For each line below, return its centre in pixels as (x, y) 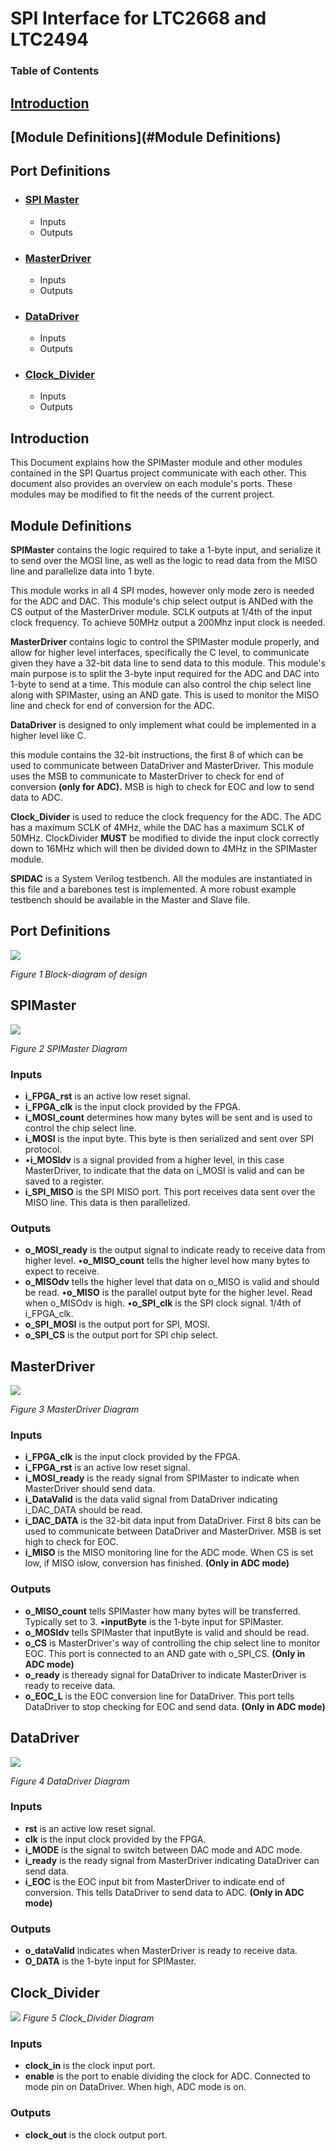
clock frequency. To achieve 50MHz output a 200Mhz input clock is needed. (168, 623)
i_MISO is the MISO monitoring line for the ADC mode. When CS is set (169, 1553)
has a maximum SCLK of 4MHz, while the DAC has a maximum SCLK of (157, 828)
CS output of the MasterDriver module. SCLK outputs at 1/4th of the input (161, 612)
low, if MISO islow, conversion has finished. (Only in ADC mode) (157, 1563)
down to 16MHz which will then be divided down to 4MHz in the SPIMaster (164, 849)
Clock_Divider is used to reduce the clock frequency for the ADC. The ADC (166, 817)
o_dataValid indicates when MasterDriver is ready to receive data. (161, 1951)
